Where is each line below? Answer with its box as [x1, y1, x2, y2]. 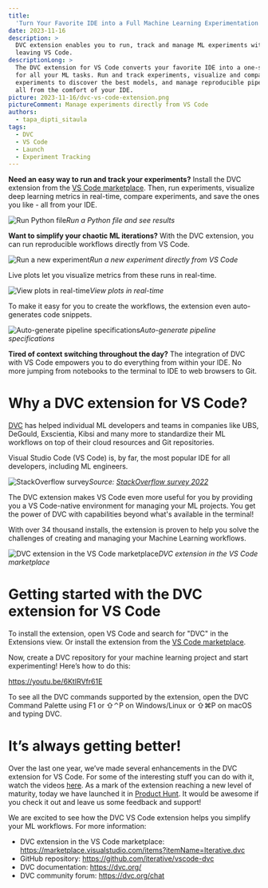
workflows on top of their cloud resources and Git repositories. [8, 438, 215, 447]
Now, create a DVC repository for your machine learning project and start [8, 652, 249, 663]
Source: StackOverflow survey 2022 [89, 477, 209, 487]
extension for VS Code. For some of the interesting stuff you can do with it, [8, 772, 254, 782]
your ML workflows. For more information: [8, 822, 147, 831]
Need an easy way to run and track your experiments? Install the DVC [8, 175, 242, 184]
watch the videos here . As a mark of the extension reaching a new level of [8, 780, 252, 791]
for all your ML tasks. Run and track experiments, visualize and [15, 71, 241, 79]
